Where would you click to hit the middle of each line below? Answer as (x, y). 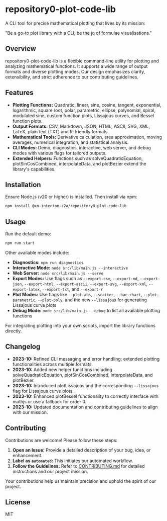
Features (19, 93)
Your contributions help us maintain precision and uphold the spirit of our (81, 481)
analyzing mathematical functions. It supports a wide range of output (76, 66)
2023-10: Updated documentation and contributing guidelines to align (85, 407)
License (18, 502)
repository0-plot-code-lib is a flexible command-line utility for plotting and (82, 61)
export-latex (26, 289)
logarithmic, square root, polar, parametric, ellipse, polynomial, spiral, (84, 110)
